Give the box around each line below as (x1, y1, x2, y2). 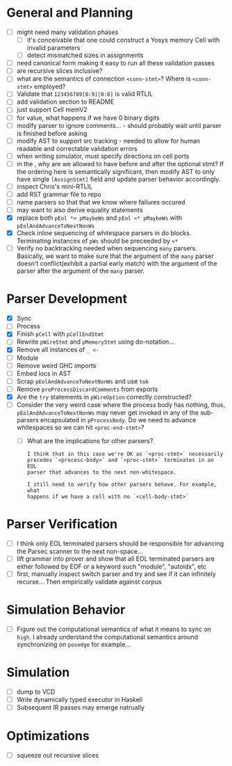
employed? (33, 82, 66, 91)
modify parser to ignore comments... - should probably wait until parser (16, 121, 222, 129)
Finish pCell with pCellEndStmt (16, 330, 105, 338)
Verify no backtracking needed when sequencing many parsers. (16, 244, 197, 253)
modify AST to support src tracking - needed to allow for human (16, 136, 201, 145)
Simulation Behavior (6, 602, 126, 618)
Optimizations (6, 728, 90, 744)
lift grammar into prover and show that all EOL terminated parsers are (16, 554, 215, 563)
